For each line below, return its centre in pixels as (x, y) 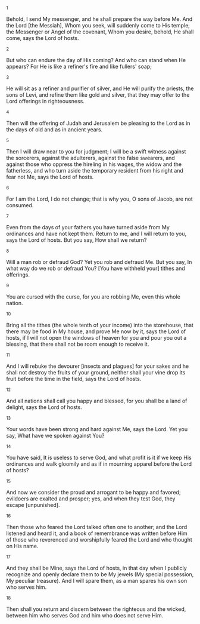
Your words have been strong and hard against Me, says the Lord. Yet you (97, 429)
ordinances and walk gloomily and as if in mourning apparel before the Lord (99, 464)
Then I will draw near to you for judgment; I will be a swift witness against (96, 151)
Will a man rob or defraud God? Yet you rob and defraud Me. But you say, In (99, 262)
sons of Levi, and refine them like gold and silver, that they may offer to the (98, 95)
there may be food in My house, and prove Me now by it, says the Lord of (96, 331)
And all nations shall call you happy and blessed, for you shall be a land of (97, 401)
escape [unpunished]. (33, 505)
